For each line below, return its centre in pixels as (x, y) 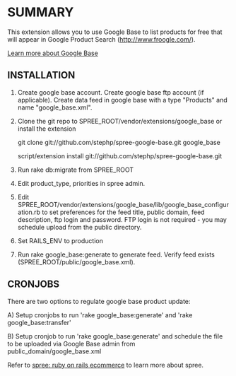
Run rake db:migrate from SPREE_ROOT (76, 170)
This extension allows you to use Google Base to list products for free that (115, 32)
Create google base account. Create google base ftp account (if (111, 92)
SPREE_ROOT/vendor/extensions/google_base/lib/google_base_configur (123, 204)
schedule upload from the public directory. (79, 227)
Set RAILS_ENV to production (60, 240)
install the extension (47, 129)
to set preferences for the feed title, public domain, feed (123, 212)
